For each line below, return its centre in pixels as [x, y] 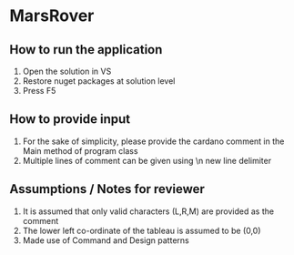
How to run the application [86, 50]
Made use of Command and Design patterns [106, 240]
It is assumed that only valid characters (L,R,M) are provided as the [148, 211]
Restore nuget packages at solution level [99, 81]
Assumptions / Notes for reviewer [107, 189]
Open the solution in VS [67, 71]
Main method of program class [80, 150]
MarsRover [52, 16]
